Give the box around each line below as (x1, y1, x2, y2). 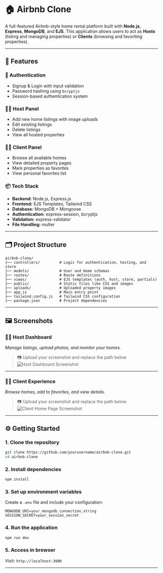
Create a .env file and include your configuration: (5, 499, 103, 505)
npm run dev (5, 535, 29, 540)
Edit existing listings (12, 121, 52, 127)
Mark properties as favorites (12, 165, 69, 171)
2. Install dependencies (5, 466, 62, 473)
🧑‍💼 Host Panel (5, 105, 39, 112)
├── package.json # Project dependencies (5, 298, 108, 303)
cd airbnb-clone (5, 454, 38, 459)
